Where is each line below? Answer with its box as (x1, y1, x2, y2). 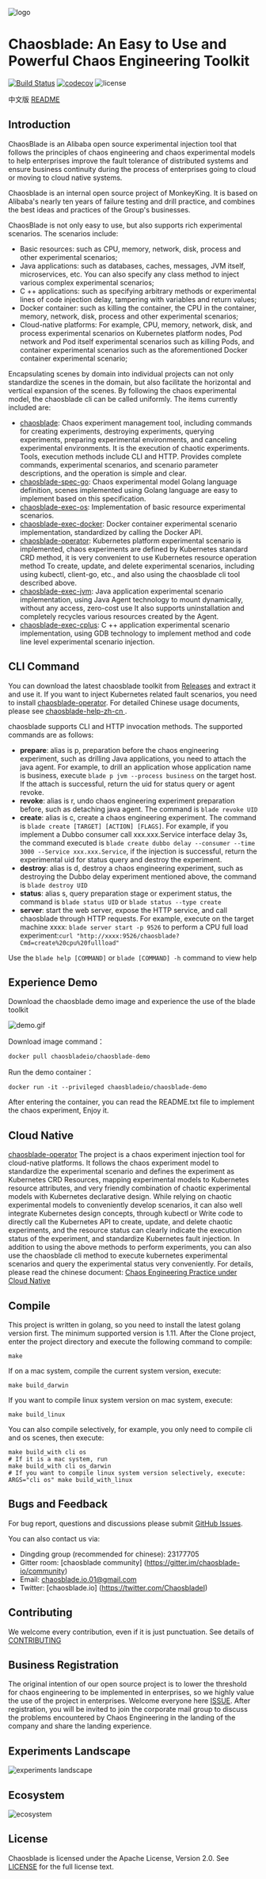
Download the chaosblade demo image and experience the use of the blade (8, 997, 256, 1006)
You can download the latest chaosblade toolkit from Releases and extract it (8, 681, 256, 690)
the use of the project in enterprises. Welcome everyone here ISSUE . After (8, 1696, 251, 1705)
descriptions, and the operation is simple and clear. (19, 468, 188, 478)
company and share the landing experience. (8, 1721, 152, 1731)
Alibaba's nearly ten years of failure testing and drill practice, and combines (8, 197, 256, 206)
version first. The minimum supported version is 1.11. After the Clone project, (8, 1328, 256, 1338)
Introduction (8, 118, 71, 132)
